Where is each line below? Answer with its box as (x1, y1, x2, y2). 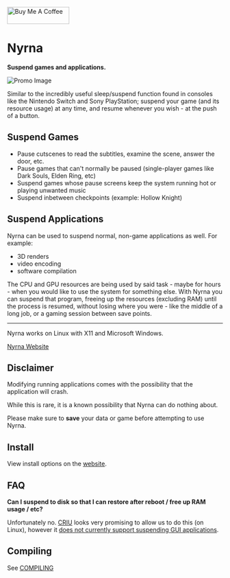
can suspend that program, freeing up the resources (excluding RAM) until (7, 294, 217, 303)
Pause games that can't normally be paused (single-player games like (16, 164, 214, 172)
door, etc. (16, 157, 44, 165)
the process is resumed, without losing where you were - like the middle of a (7, 302, 223, 310)
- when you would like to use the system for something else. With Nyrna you (7, 287, 222, 295)
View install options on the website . (7, 460, 107, 468)
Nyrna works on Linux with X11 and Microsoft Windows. (7, 329, 164, 337)
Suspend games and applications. (7, 62, 106, 71)
